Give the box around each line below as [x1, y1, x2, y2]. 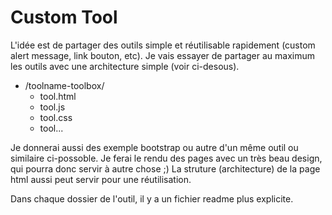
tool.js [39, 101, 66, 113]
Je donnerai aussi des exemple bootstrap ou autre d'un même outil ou [10, 141, 299, 153]
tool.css [39, 111, 73, 123]
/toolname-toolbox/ [24, 79, 105, 91]
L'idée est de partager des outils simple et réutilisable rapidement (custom [10, 39, 316, 51]
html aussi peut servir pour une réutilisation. [10, 173, 192, 185]
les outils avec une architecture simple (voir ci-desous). [10, 60, 240, 72]
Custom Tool [10, 6, 118, 29]
